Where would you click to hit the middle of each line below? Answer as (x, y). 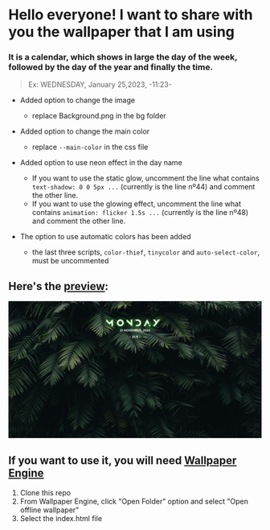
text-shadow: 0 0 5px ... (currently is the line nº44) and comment (143, 187)
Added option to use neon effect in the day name (101, 163)
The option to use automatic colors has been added (105, 237)
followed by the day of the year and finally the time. (110, 68)
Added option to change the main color (85, 131)
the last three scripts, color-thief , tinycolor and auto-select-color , (145, 252)
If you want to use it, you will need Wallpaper (123, 461)
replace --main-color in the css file (90, 147)
